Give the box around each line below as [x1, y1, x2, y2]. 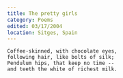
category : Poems [7, 16, 53, 23]
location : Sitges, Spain [7, 29, 78, 36]
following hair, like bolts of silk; [7, 54, 115, 61]
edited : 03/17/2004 [7, 23, 63, 29]
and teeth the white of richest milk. [7, 66, 118, 73]
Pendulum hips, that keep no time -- [7, 60, 115, 67]
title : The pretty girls [7, 10, 78, 17]
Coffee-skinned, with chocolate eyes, [7, 48, 118, 55]
